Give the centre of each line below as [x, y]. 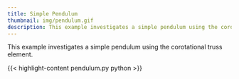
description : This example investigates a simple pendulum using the [113, 27]
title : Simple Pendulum [43, 14]
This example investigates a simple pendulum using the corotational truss [115, 47]
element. [20, 54]
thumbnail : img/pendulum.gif [51, 20]
